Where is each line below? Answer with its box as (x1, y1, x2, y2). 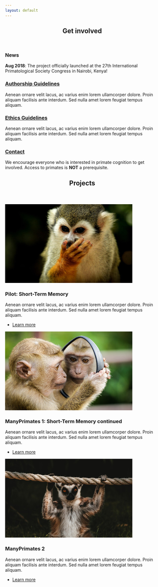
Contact (5, 148, 25, 155)
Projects (69, 179, 95, 187)
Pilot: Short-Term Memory (5, 290, 68, 297)
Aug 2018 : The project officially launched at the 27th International (5, 63, 138, 69)
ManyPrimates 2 (5, 545, 45, 552)
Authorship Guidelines (5, 80, 60, 87)
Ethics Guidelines (5, 114, 48, 121)
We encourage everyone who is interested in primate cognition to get (5, 159, 145, 165)
